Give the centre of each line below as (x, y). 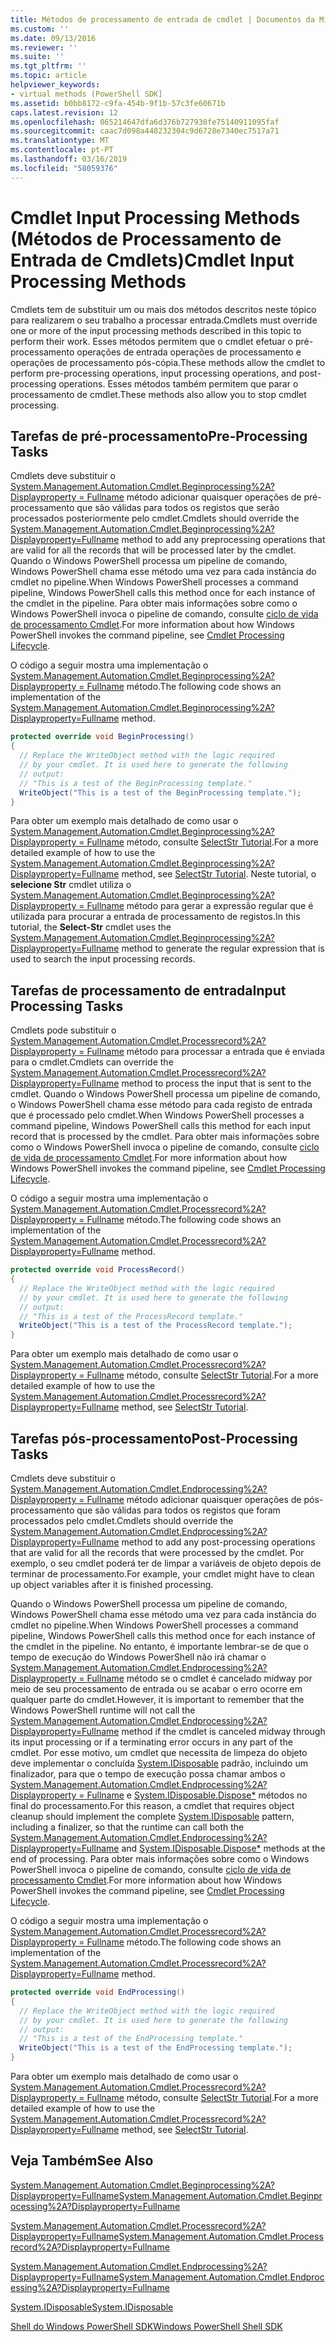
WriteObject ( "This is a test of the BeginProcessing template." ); (160, 792)
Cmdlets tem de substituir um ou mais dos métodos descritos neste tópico (163, 309)
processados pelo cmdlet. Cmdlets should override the (122, 1520)
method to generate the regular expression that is (223, 948)
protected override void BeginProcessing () (102, 737)
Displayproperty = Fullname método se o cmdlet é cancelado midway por (161, 1678)
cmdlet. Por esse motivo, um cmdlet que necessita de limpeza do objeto (159, 1752)
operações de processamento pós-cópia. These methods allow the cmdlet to (168, 362)
